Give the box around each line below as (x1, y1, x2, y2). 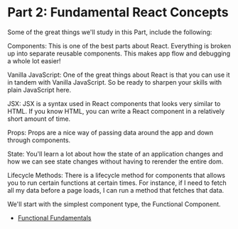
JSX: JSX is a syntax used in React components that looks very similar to (7, 99, 221, 107)
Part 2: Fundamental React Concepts (7, 4, 229, 21)
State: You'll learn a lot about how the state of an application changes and (7, 149, 224, 158)
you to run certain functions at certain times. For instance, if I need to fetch (7, 179, 227, 187)
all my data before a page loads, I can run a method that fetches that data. (7, 186, 225, 194)
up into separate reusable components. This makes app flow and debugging (7, 49, 231, 58)
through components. (7, 136, 71, 144)
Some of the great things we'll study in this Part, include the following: (7, 28, 212, 36)
